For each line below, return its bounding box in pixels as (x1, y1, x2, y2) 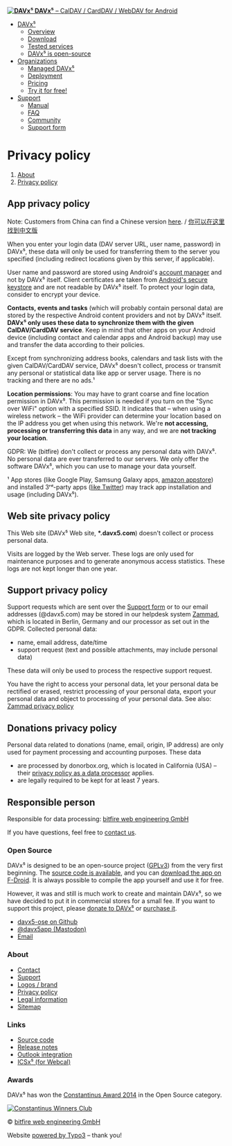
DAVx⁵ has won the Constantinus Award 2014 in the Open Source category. (7, 1090, 222, 1099)
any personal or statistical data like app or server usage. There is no (7, 369, 202, 377)
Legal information (17, 995, 68, 1003)
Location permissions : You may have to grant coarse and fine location (7, 389, 209, 398)
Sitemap (17, 1002, 42, 1011)
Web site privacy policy (7, 510, 111, 522)
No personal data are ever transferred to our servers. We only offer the (7, 455, 209, 463)
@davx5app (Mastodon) (17, 925, 87, 934)
